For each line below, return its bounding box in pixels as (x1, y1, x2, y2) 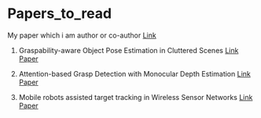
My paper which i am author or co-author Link (7, 30, 156, 40)
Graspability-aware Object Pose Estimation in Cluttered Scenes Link (18, 45, 239, 55)
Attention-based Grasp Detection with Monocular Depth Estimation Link (18, 69, 251, 78)
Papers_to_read (7, 5, 112, 23)
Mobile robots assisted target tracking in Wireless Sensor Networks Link (18, 92, 253, 102)
